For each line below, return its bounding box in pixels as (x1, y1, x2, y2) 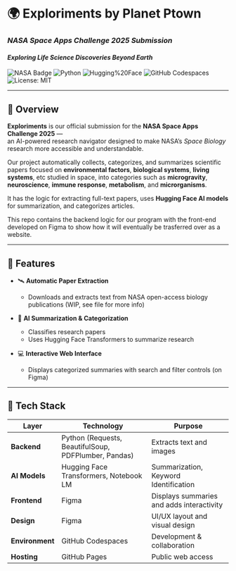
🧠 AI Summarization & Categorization (17, 314, 129, 322)
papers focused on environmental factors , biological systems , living (7, 166, 209, 174)
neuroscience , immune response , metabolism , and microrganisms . (7, 180, 207, 189)
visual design (151, 520, 195, 529)
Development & (151, 532, 202, 541)
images (151, 446, 176, 455)
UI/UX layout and (151, 511, 208, 521)
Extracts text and (151, 437, 207, 447)
